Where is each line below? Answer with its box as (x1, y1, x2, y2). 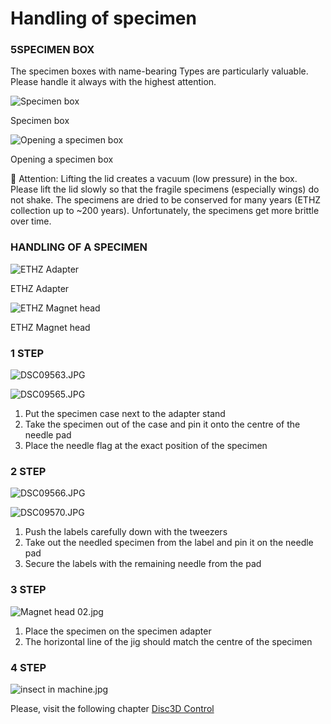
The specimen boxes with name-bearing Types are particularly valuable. (10, 65, 309, 77)
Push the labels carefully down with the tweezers (24, 526, 228, 538)
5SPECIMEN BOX (10, 43, 95, 57)
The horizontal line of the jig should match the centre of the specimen (24, 635, 313, 647)
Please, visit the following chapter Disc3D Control (10, 702, 215, 714)
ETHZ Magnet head (10, 321, 91, 333)
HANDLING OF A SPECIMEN (10, 240, 148, 254)
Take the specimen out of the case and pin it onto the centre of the (24, 418, 301, 431)
